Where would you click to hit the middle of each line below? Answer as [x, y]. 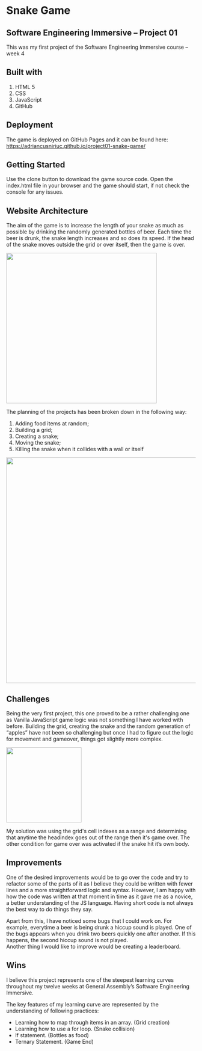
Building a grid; [34, 430]
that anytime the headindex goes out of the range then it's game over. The [98, 837]
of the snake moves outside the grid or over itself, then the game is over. [96, 245]
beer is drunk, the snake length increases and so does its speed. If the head [100, 238]
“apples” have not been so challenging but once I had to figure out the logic [100, 733]
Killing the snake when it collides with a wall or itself [79, 449]
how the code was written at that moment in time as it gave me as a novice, [99, 896]
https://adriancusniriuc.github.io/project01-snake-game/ [76, 146]
